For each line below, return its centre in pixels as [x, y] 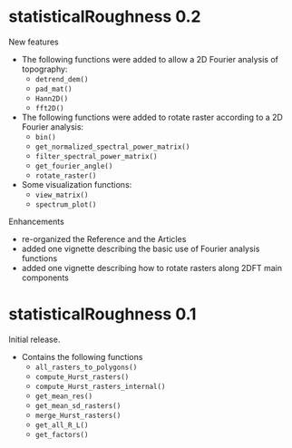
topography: [44, 69]
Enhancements [36, 221]
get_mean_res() [63, 396]
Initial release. [34, 339]
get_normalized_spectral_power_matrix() [112, 147]
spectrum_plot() [66, 205]
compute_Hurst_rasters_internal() [100, 386]
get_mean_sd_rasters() [78, 405]
